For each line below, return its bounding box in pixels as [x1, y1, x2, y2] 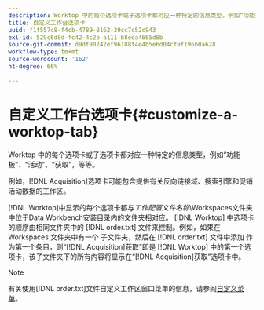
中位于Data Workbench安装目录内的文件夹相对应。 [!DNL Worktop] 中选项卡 [8, 213, 255, 222]
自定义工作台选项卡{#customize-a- [8, 105, 238, 123]
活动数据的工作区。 [8, 186, 71, 195]
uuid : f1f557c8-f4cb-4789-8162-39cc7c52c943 [8, 26, 156, 34]
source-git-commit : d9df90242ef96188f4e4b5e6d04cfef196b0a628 [8, 41, 216, 49]
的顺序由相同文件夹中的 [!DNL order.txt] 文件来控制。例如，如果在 [8, 222, 222, 232]
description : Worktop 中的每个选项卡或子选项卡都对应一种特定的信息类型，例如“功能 [8, 11, 255, 20]
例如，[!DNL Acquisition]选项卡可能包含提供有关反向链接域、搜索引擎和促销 [8, 176, 254, 185]
